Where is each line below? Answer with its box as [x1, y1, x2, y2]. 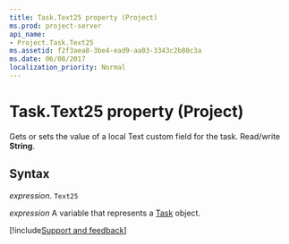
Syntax [9, 166, 50, 181]
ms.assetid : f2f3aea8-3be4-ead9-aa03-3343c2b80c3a [9, 46, 202, 55]
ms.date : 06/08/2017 [9, 55, 87, 63]
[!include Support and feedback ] [9, 224, 127, 235]
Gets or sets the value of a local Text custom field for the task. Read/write [9, 130, 281, 141]
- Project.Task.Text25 [9, 38, 94, 47]
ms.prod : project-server [9, 21, 102, 30]
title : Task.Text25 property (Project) [9, 13, 158, 22]
